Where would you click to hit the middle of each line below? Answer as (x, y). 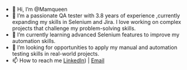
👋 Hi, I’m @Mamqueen (40, 9)
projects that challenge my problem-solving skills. (74, 28)
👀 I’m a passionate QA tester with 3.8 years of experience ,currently (96, 16)
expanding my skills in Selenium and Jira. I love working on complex (97, 22)
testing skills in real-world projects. (55, 54)
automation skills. (34, 41)
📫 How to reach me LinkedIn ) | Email (58, 60)
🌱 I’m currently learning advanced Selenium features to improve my (96, 35)
